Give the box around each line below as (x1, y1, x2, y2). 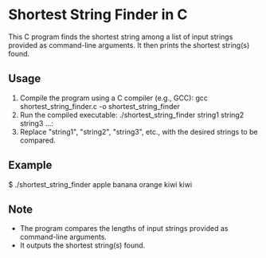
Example (8, 158, 53, 172)
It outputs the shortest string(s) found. (19, 240, 146, 250)
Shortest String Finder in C (8, 6, 188, 24)
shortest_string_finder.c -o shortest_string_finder (19, 101, 181, 111)
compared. (19, 135, 56, 145)
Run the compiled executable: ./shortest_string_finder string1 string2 (19, 110, 244, 119)
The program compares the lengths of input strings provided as (19, 224, 229, 233)
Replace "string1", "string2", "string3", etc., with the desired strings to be (19, 127, 258, 136)
